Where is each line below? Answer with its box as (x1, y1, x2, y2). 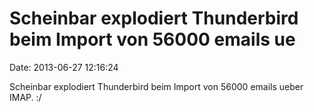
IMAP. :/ (9, 91, 42, 103)
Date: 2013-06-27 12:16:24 (9, 61, 119, 73)
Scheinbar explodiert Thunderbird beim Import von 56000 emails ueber (9, 80, 304, 92)
